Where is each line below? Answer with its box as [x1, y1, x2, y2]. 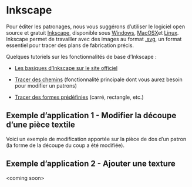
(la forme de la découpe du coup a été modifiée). [6, 142, 125, 149]
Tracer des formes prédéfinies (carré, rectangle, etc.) [14, 93, 144, 101]
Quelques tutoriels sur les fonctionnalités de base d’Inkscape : [6, 53, 157, 60]
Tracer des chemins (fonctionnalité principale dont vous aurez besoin [14, 76, 183, 83]
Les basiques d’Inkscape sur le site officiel [14, 64, 118, 71]
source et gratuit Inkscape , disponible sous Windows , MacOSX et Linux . [6, 29, 179, 36]
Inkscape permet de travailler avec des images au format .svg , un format [6, 35, 182, 42]
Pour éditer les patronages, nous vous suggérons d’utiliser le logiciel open [6, 23, 186, 30]
